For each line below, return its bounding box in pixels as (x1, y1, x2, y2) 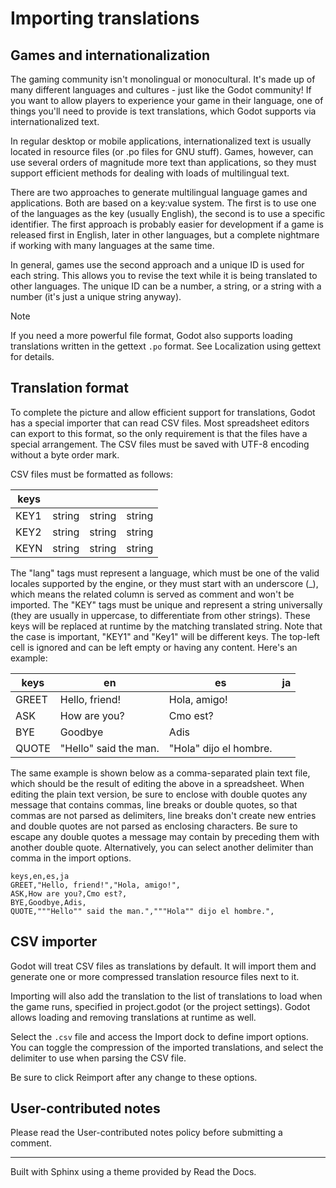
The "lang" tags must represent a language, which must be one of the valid (10, 567, 320, 579)
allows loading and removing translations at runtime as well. (10, 1011, 257, 1023)
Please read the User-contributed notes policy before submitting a (10, 1127, 283, 1139)
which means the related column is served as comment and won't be (10, 588, 295, 600)
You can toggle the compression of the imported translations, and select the (10, 1041, 324, 1053)
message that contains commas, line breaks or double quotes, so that (10, 798, 298, 811)
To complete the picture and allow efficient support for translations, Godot (10, 406, 316, 418)
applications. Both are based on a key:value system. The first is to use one (10, 197, 317, 209)
